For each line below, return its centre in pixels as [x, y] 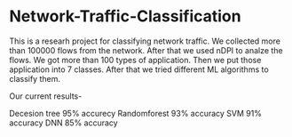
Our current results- [46, 96]
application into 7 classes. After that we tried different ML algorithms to [139, 69]
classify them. [35, 78]
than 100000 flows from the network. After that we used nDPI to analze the [146, 50]
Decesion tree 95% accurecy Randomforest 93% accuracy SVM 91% [135, 113]
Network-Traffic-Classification [125, 16]
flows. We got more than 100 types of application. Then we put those [135, 60]
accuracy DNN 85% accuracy [63, 123]
